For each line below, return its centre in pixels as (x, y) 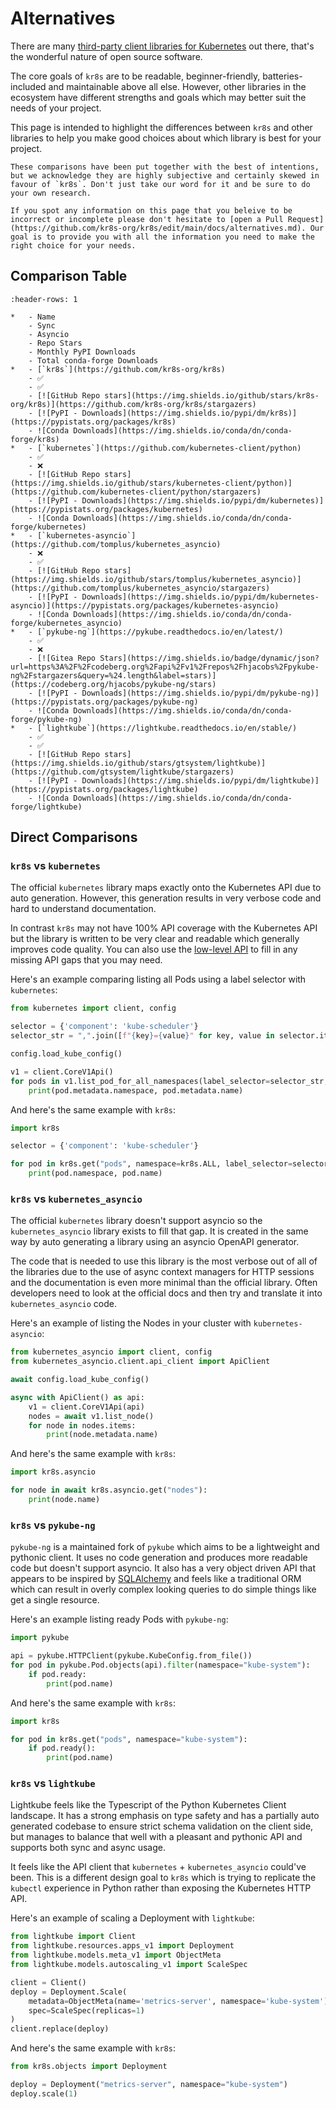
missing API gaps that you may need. (86, 960)
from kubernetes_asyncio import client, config (111, 1352)
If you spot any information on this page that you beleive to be (151, 210)
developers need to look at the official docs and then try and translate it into (166, 1293)
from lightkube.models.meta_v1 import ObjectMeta (116, 1955)
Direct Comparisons (74, 837)
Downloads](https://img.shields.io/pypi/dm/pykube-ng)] (200, 693)
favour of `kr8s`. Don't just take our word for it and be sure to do (160, 184)
